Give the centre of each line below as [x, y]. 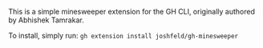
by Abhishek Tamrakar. [46, 20]
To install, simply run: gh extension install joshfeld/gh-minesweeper [123, 36]
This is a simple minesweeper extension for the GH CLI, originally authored [131, 12]
